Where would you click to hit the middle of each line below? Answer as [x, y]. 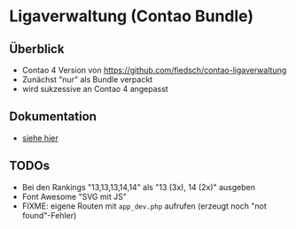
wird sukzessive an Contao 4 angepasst [95, 89]
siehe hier [40, 138]
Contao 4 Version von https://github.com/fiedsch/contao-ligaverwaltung [154, 70]
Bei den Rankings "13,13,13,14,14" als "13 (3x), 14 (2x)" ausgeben [138, 187]
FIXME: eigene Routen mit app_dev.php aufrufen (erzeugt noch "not [144, 206]
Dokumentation [53, 117]
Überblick [37, 49]
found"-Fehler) [49, 215]
